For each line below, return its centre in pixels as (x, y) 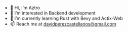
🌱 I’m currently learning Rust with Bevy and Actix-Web (66, 18)
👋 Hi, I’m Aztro (25, 8)
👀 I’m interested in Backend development (53, 13)
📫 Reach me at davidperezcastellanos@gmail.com (63, 24)
